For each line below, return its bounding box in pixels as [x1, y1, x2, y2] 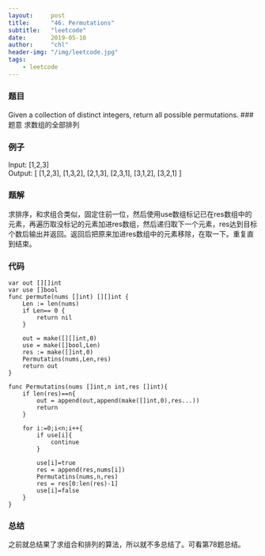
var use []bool [8, 286, 59, 293]
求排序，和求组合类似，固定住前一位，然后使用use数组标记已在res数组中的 [8, 209, 252, 218]
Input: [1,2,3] [8, 160, 50, 170]
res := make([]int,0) [22, 348, 93, 356]
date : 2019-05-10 [8, 33, 87, 42]
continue [50, 438, 80, 446]
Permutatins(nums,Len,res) [22, 355, 112, 363]
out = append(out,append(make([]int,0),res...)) [36, 396, 200, 404]
